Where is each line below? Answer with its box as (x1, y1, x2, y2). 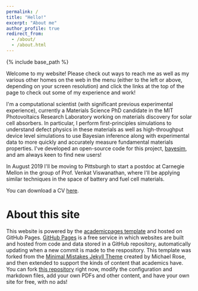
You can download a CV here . (6, 187, 79, 194)
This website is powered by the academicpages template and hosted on (6, 227, 183, 234)
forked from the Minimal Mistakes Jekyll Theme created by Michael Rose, (6, 253, 186, 260)
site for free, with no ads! (6, 278, 68, 285)
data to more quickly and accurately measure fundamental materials (6, 138, 174, 145)
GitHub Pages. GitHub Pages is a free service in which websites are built (6, 234, 184, 241)
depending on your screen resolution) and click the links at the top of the (6, 82, 185, 89)
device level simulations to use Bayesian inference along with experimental (6, 132, 190, 139)
